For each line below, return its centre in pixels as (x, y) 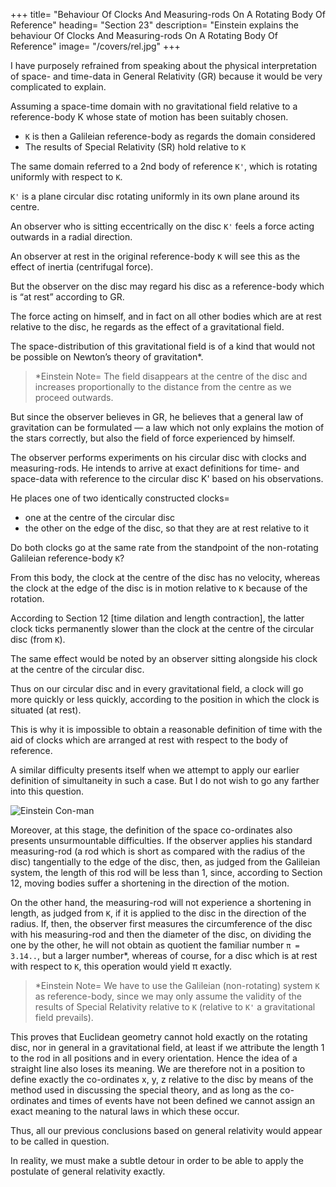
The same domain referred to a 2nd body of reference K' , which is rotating (164, 166)
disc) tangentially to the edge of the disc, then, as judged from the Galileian (165, 862)
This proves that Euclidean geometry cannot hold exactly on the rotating (159, 1037)
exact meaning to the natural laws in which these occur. (125, 1111)
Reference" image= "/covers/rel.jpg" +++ (95, 46)
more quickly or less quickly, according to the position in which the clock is (165, 699)
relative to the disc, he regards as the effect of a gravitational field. (147, 327)
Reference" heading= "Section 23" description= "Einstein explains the (154, 25)
